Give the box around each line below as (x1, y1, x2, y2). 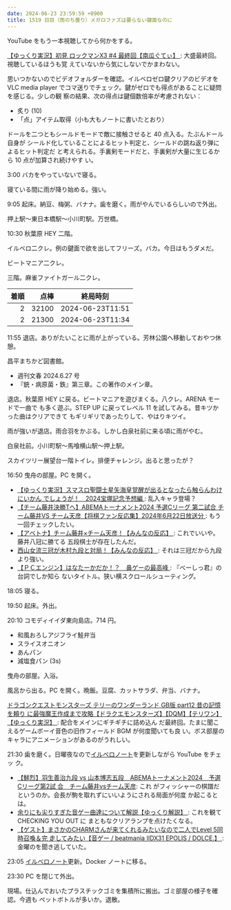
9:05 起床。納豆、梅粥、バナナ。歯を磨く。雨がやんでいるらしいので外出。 (7, 200, 221, 208)
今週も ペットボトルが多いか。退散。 (19, 895, 124, 903)
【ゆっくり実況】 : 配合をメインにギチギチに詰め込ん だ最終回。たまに (7, 718, 208, 726)
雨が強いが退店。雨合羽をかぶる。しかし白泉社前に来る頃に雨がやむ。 (7, 427, 207, 435)
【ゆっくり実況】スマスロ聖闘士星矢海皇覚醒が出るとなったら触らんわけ (17, 485, 223, 494)
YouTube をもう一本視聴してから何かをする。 (7, 36, 137, 45)
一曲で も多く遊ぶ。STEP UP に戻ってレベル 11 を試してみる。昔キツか (19, 403, 219, 411)
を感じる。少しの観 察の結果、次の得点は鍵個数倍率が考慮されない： (7, 91, 202, 100)
